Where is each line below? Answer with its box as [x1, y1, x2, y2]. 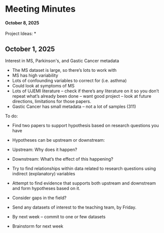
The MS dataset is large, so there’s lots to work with [12, 67, 117, 73]
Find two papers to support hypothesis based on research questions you [12, 123, 159, 128]
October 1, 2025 [5, 45, 55, 53]
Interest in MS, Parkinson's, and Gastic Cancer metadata [5, 58, 119, 64]
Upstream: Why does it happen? [12, 147, 77, 152]
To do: [5, 113, 18, 119]
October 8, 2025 [5, 20, 39, 25]
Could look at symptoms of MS [12, 83, 75, 89]
